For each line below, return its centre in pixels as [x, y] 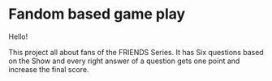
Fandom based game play [97, 14]
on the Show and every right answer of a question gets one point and [124, 61]
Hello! [18, 36]
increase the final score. [49, 69]
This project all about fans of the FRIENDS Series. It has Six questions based [136, 52]
